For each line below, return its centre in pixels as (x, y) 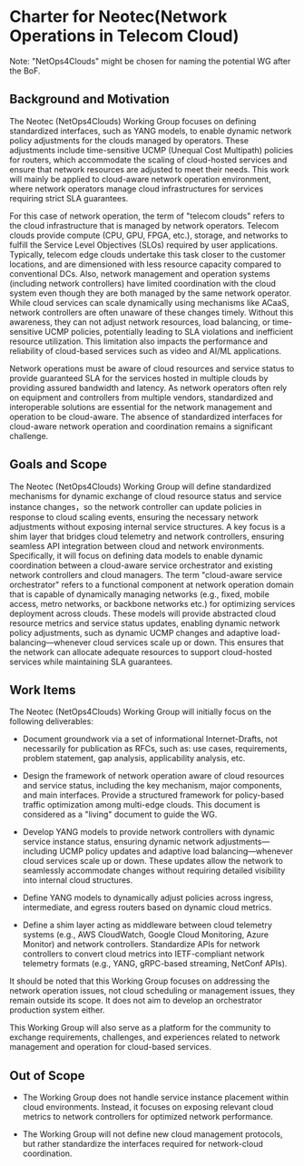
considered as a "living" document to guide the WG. (120, 815)
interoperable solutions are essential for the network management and (141, 407)
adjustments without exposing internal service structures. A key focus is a (147, 526)
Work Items (43, 690)
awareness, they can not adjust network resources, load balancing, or (140, 322)
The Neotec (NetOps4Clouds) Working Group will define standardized (141, 486)
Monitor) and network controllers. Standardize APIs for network (141, 945)
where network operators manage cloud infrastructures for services (137, 189)
